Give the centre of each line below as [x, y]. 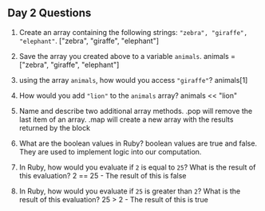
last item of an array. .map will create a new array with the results [126, 119]
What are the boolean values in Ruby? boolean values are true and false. [138, 143]
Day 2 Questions [49, 13]
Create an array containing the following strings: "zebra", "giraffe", [133, 32]
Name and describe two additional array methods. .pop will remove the [136, 111]
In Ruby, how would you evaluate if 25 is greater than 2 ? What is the [130, 191]
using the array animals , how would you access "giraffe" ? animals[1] [133, 80]
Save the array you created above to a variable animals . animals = [127, 56]
